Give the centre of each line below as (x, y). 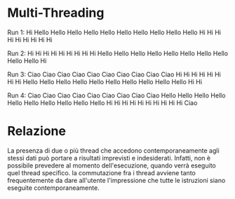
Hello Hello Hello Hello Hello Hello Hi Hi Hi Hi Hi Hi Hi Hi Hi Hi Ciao (102, 102)
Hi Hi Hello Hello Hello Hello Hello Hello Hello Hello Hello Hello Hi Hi (105, 81)
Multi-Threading (56, 13)
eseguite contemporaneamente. (53, 188)
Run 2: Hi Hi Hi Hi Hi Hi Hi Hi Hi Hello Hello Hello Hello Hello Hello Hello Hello (118, 53)
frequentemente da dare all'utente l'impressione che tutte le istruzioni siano (116, 180)
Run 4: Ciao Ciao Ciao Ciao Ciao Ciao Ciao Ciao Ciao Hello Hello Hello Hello (116, 95)
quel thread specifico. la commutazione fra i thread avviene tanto (102, 172)
